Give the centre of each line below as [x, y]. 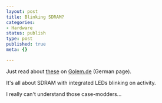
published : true [26, 44]
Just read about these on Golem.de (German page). [69, 71]
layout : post [22, 11]
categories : [21, 22]
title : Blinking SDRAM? [35, 17]
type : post [19, 39]
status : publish [26, 33]
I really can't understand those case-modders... [64, 94]
